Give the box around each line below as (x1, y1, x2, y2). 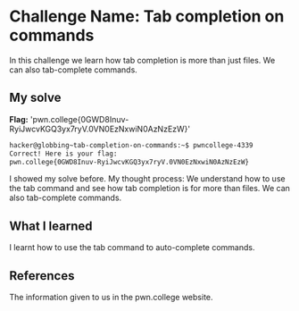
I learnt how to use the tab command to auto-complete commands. (9, 242, 255, 253)
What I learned (9, 218, 93, 233)
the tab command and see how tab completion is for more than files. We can (9, 183, 290, 194)
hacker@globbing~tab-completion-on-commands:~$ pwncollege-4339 (9, 140, 253, 149)
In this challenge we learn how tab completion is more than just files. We (9, 55, 276, 65)
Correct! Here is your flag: (9, 149, 118, 158)
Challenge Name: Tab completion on (9, 6, 285, 27)
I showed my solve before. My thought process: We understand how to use (9, 173, 286, 184)
